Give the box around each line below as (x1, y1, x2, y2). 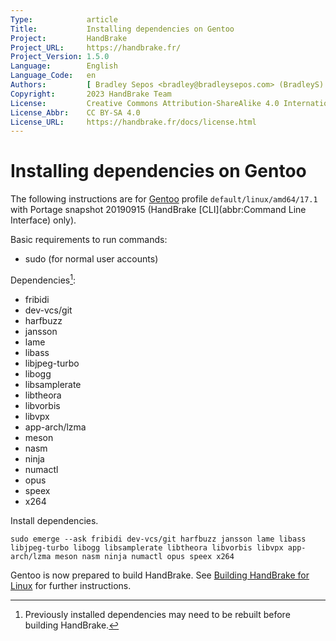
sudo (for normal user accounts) (24, 253, 159, 265)
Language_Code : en (10, 71, 97, 81)
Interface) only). (10, 214, 77, 226)
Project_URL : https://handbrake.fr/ (10, 42, 182, 53)
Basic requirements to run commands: (10, 234, 168, 246)
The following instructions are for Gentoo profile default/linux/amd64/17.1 (10, 193, 318, 205)
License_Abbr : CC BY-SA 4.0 (10, 107, 141, 118)
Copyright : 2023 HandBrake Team (10, 89, 172, 99)
